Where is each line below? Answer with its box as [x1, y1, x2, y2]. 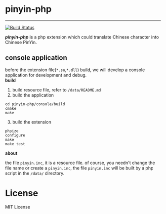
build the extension [12, 119, 51, 125]
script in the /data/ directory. [5, 170, 65, 176]
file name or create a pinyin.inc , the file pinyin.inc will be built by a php [5, 165, 154, 171]
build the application [12, 92, 54, 98]
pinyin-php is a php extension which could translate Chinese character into [5, 34, 159, 40]
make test [5, 141, 26, 146]
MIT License [5, 204, 31, 210]
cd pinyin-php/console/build [5, 101, 65, 107]
